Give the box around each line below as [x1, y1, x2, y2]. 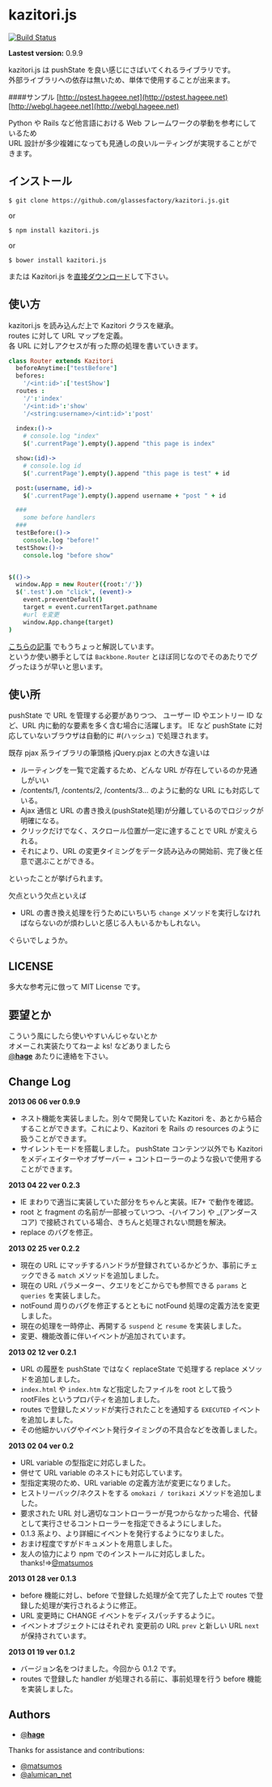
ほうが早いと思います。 [29, 662, 108, 672]
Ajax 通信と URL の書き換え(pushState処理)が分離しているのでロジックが [19, 806, 264, 816]
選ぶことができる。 [34, 856, 99, 866]
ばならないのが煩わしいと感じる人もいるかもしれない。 [19, 918, 205, 928]
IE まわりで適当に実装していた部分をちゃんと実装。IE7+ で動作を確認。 [19, 1196, 258, 1206]
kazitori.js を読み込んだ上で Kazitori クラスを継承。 [8, 320, 178, 330]
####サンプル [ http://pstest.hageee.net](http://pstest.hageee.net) [8, 92, 228, 102]
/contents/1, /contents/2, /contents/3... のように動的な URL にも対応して [19, 786, 261, 795]
